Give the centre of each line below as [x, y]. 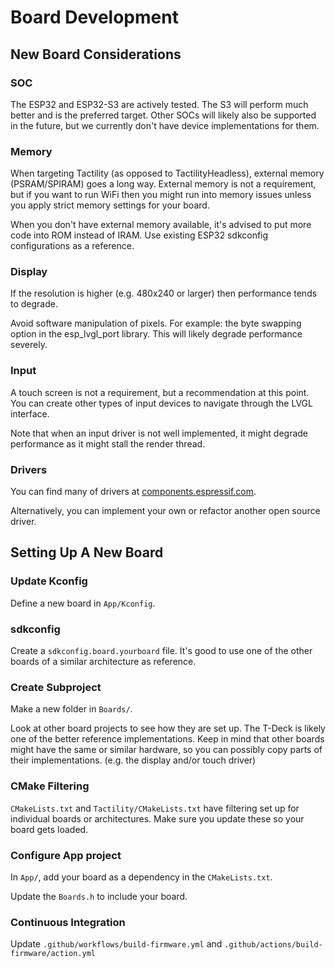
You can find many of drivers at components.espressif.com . [133, 492]
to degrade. [34, 304]
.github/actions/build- [273, 945]
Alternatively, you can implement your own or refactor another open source [165, 511]
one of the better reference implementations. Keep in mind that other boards [167, 739]
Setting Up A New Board [87, 552]
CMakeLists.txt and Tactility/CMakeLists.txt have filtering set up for [155, 808]
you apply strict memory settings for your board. [110, 205]
